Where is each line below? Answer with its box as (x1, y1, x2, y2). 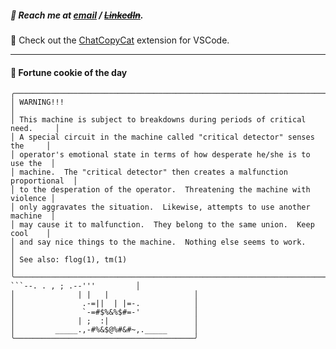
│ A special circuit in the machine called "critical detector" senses (10, 132, 315, 143)
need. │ (10, 124, 60, 134)
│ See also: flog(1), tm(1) (10, 255, 128, 265)
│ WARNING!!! (10, 97, 65, 108)
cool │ (10, 229, 52, 239)
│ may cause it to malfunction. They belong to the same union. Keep (10, 220, 315, 230)
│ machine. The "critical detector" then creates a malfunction (10, 167, 288, 178)
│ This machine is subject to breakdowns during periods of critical (10, 115, 307, 125)
